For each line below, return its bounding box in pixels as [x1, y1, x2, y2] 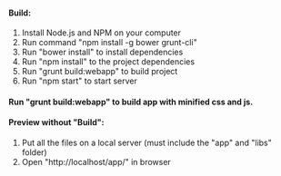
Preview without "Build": [8, 117, 105, 128]
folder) [21, 147, 47, 158]
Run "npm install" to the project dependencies [21, 56, 196, 67]
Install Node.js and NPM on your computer [21, 27, 182, 38]
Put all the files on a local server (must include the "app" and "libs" [21, 137, 272, 148]
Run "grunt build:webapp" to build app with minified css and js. [8, 96, 254, 107]
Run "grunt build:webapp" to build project [21, 66, 178, 77]
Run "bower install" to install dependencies [21, 46, 184, 58]
